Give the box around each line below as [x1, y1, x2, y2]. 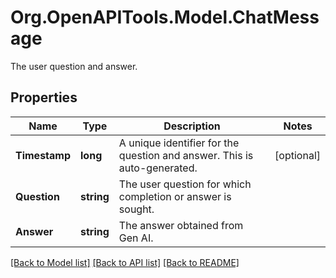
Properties [10, 89, 78, 106]
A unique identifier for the [118, 136, 240, 150]
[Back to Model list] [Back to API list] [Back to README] [10, 256, 240, 268]
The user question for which [118, 177, 252, 191]
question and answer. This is [118, 148, 254, 162]
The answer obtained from [118, 218, 244, 232]
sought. [118, 202, 155, 216]
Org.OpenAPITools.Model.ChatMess [10, 6, 320, 29]
